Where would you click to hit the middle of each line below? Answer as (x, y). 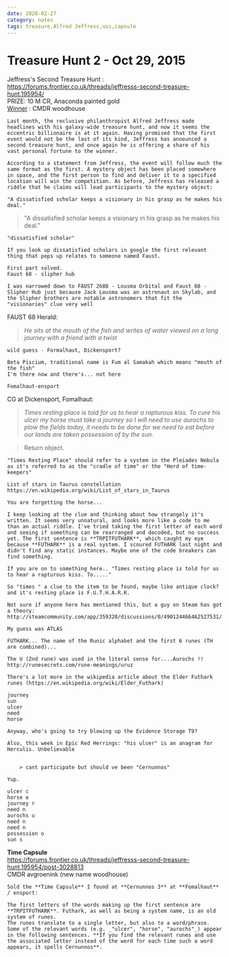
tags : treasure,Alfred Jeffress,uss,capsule (72, 26)
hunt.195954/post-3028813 (46, 867)
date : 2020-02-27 (32, 13)
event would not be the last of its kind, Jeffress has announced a (107, 139)
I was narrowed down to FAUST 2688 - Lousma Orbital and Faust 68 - (107, 286)
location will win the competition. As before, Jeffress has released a (113, 182)
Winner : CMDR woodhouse (46, 109)
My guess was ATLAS (35, 629)
